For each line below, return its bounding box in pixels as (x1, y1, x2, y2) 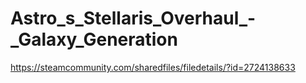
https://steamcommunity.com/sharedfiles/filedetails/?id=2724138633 (10, 61, 296, 73)
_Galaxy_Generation (10, 28, 178, 51)
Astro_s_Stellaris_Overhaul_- (10, 7, 257, 30)
